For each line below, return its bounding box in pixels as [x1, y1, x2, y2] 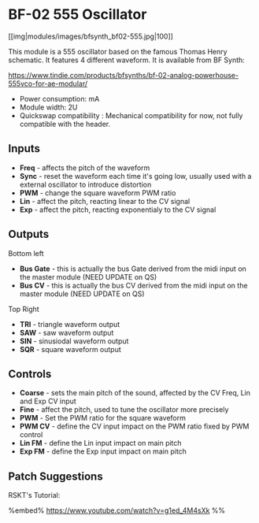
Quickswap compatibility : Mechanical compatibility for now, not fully [19, 110, 243, 120]
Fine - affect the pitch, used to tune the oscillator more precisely [19, 405, 229, 414]
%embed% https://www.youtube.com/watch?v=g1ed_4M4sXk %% [8, 506, 226, 515]
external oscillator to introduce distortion [19, 180, 152, 189]
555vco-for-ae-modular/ [8, 79, 88, 88]
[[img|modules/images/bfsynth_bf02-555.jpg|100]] [8, 32, 173, 41]
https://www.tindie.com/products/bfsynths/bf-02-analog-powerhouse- [8, 70, 239, 80]
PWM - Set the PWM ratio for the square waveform [19, 414, 187, 423]
